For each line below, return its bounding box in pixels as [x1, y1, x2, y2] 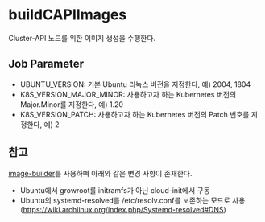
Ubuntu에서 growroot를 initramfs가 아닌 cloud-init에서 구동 [19, 185, 211, 195]
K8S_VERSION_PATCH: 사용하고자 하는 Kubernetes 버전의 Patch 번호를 [19, 109, 250, 119]
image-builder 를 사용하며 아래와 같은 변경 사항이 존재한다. [8, 168, 193, 178]
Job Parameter [8, 57, 85, 71]
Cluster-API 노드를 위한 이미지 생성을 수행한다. [8, 33, 155, 43]
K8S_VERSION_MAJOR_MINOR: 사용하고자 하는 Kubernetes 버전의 [19, 89, 237, 99]
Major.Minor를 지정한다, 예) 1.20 [19, 99, 123, 109]
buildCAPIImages [8, 6, 127, 24]
